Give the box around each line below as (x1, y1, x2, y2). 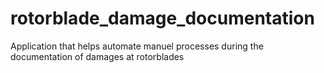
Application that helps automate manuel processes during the (10, 40, 264, 52)
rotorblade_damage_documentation (10, 7, 315, 30)
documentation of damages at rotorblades (10, 50, 185, 62)
